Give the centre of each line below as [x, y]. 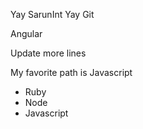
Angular [26, 33]
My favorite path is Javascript [71, 72]
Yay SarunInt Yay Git [52, 14]
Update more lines [48, 53]
